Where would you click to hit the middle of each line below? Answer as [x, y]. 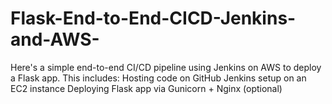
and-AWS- [55, 39]
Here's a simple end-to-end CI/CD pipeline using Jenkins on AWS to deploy [166, 67]
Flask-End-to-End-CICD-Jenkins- [153, 18]
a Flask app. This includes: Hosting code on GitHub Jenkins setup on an [158, 78]
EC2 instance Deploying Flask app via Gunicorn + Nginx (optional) [146, 88]
